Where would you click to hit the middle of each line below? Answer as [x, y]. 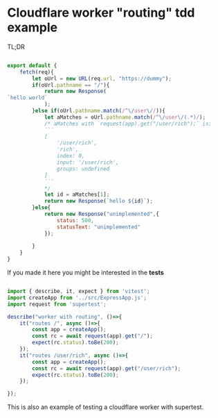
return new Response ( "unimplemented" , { [101, 214]
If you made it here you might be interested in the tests [85, 273]
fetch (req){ [37, 72]
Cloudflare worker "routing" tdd [101, 13]
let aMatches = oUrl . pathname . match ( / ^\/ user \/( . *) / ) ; [125, 117]
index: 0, [71, 156]
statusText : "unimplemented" [98, 227]
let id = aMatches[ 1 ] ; [77, 195]
